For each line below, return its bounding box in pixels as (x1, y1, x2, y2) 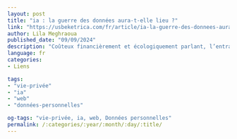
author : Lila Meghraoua (7, 30, 78, 37)
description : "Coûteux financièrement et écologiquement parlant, (7, 43, 207, 50)
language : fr (7, 50, 46, 57)
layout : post (7, 10, 46, 18)
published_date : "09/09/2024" (7, 37, 97, 44)
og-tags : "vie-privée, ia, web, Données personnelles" (7, 114, 172, 122)
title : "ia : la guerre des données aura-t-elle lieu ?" (7, 17, 178, 24)
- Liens (7, 63, 30, 70)
